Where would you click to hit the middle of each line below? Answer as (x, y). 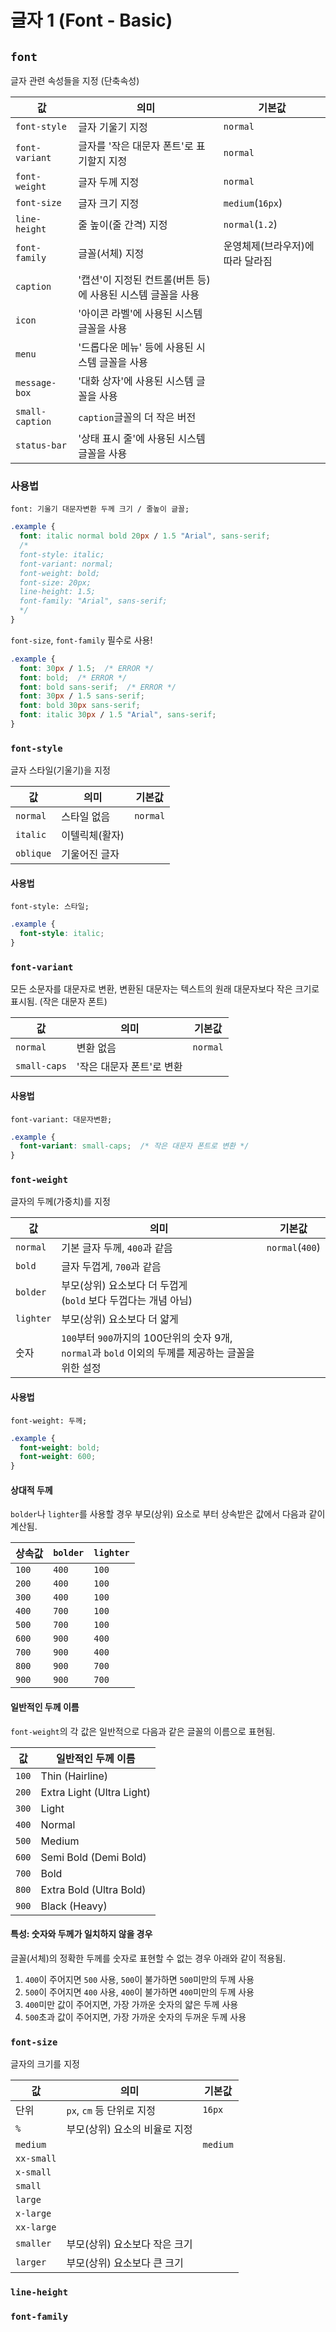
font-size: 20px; (55, 582)
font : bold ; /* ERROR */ (73, 677)
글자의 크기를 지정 (45, 2064)
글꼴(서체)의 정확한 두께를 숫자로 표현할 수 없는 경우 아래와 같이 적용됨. (148, 1958)
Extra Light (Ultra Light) (95, 1792)
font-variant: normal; (66, 564)
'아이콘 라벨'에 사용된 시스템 (140, 313)
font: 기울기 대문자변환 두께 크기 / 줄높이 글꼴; (100, 509)
